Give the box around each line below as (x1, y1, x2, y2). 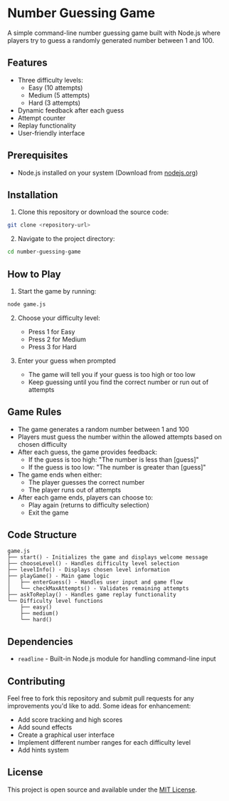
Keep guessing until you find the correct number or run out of (28, 378, 209, 386)
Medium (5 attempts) (28, 91, 90, 99)
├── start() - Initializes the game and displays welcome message (7, 554, 208, 561)
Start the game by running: (17, 286, 97, 295)
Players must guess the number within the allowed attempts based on (17, 433, 222, 441)
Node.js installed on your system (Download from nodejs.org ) (17, 168, 198, 177)
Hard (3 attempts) (28, 98, 80, 107)
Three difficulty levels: (17, 76, 83, 84)
